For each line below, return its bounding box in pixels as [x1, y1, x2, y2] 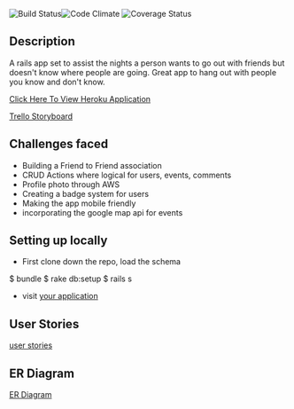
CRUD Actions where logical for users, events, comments [21, 169, 232, 180]
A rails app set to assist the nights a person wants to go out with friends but [9, 58, 285, 68]
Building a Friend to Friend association [21, 160, 162, 170]
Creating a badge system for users [21, 188, 149, 199]
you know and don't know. [9, 76, 105, 87]
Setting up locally [9, 233, 108, 248]
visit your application [21, 291, 99, 302]
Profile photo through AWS [21, 178, 120, 190]
